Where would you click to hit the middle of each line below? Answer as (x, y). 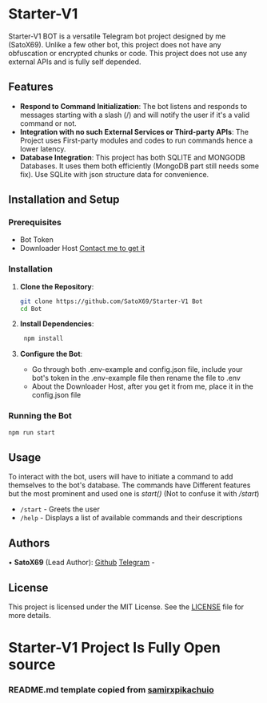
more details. (30, 615)
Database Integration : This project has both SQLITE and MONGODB (132, 157)
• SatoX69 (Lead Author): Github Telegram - (82, 563)
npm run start (32, 432)
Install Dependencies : (57, 324)
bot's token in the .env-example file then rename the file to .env (136, 378)
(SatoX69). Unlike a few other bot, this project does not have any (115, 44)
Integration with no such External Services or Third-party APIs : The (134, 131)
